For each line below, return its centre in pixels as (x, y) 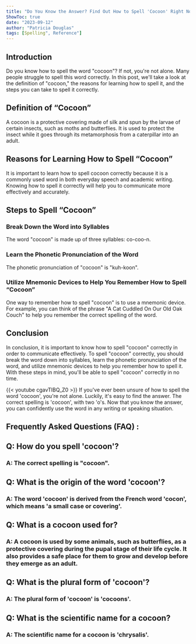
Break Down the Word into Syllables (58, 227)
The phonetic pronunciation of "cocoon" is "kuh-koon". (72, 267)
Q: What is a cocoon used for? (62, 525)
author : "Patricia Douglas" (40, 28)
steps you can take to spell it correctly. (52, 89)
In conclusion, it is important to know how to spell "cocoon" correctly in (92, 347)
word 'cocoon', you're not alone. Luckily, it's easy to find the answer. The (94, 396)
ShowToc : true (23, 17)
